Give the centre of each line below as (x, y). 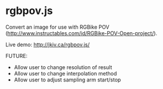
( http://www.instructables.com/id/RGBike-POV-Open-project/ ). (81, 33)
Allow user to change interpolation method (65, 73)
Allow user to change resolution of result (63, 67)
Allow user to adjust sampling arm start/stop (67, 80)
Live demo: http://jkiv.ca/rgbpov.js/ (48, 44)
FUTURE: (16, 56)
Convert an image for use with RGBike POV (57, 27)
